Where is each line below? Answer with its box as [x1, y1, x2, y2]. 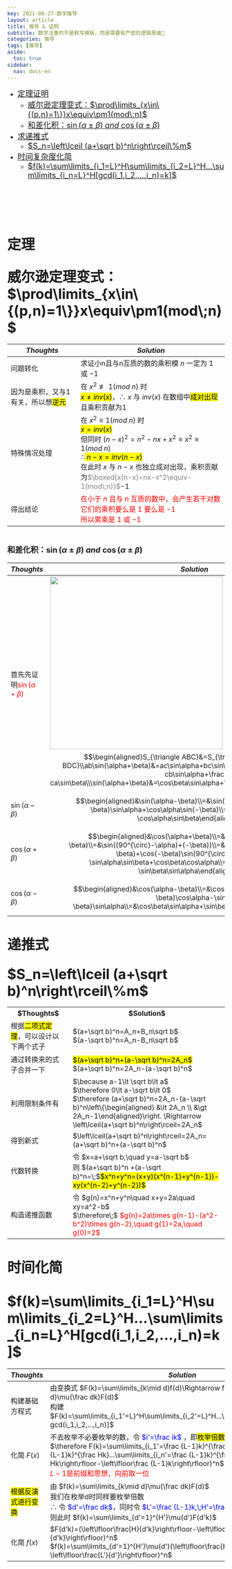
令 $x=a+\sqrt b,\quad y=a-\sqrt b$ [72, 1153, 190, 1162]
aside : [7, 49, 26, 56]
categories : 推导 [7, 36, 55, 43]
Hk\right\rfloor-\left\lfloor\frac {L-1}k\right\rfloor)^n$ [50, 1459, 224, 1468]
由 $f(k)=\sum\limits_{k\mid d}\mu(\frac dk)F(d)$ [50, 1481, 209, 1491]
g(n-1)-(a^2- [172, 1211, 219, 1220]
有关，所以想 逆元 [10, 397, 67, 407]
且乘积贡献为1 [80, 402, 127, 412]
